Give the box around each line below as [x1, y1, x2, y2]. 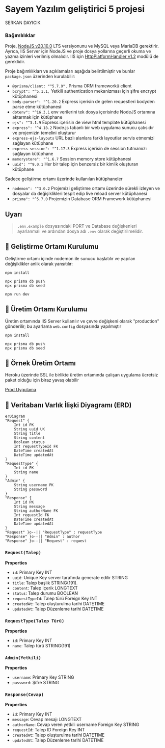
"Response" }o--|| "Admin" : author [5, 534, 80, 539]
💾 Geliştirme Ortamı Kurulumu [5, 242, 99, 251]
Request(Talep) [5, 550, 42, 556]
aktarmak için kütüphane [12, 114, 63, 120]
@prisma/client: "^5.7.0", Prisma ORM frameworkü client [12, 83, 132, 89]
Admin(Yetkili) [5, 655, 42, 661]
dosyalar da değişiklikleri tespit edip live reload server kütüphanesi [12, 190, 147, 197]
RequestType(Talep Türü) [5, 618, 65, 624]
